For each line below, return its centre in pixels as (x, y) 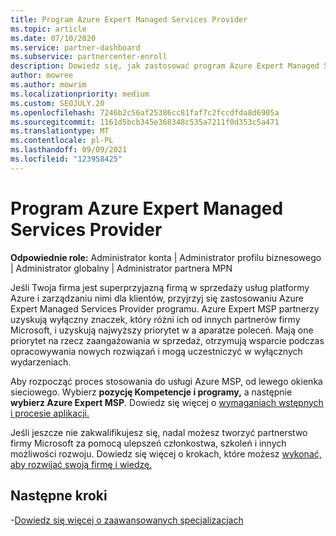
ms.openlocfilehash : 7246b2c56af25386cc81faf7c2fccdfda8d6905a (145, 112)
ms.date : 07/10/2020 (53, 38)
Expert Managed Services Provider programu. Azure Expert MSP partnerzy (165, 308)
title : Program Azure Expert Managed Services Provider (129, 19)
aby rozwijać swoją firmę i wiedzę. (81, 464)
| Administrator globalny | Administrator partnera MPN (121, 268)
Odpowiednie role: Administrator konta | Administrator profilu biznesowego (166, 257)
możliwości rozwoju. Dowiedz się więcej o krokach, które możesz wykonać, (166, 453)
